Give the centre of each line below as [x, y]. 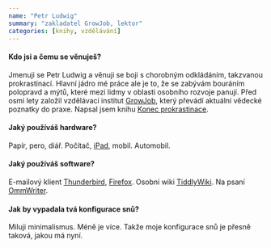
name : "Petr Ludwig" [43, 16]
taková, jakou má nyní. [46, 236]
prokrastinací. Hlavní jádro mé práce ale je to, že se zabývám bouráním [127, 83]
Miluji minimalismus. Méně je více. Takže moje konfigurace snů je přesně [129, 227]
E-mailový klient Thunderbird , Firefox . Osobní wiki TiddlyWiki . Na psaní [127, 182]
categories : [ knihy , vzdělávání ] [65, 31]
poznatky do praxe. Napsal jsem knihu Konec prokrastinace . [108, 109]
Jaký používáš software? [52, 164]
